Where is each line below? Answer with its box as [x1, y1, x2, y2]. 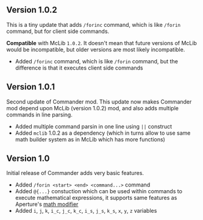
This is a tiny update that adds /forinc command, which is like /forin [6, 21, 181, 28]
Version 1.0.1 [6, 82, 55, 92]
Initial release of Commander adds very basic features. [6, 169, 144, 177]
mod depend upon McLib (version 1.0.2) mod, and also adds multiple [6, 104, 179, 112]
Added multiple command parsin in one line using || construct [15, 122, 173, 130]
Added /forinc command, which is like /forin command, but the [15, 57, 179, 65]
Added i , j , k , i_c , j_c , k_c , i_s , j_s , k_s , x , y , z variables [15, 207, 157, 215]
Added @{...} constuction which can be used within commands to [15, 188, 183, 195]
